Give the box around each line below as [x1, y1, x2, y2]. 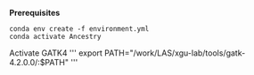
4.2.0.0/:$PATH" [9, 57, 70, 67]
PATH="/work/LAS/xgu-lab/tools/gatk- [103, 48, 246, 58]
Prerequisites [9, 8, 61, 18]
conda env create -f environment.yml [9, 25, 150, 34]
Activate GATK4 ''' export [9, 48, 102, 58]
